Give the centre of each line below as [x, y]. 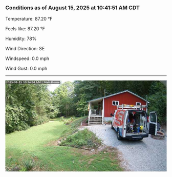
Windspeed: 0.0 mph [27, 58]
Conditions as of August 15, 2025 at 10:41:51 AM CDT [72, 8]
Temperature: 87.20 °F [29, 19]
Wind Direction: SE [25, 49]
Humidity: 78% [21, 39]
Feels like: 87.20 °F [25, 29]
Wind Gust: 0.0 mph [26, 69]
